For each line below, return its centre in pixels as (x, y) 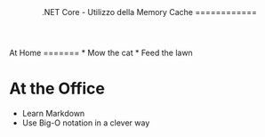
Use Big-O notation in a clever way (86, 123)
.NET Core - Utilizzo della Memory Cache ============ (149, 12)
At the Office (57, 89)
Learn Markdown (53, 113)
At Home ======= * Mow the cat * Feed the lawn (101, 52)
